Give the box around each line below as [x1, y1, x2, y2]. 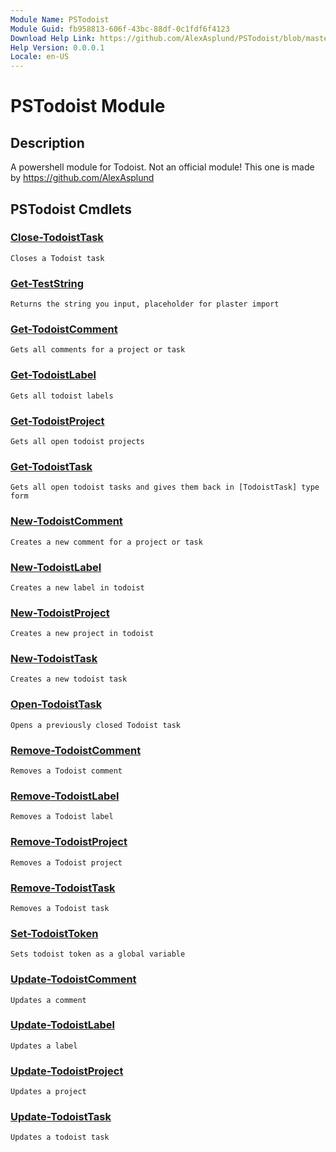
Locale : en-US [10, 52, 70, 62]
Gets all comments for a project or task [10, 345, 186, 355]
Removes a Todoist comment [10, 766, 123, 776]
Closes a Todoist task [10, 253, 105, 263]
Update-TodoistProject [10, 1064, 124, 1078]
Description [10, 134, 85, 151]
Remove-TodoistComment [10, 743, 142, 757]
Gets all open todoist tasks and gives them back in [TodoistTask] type [10, 482, 320, 493]
